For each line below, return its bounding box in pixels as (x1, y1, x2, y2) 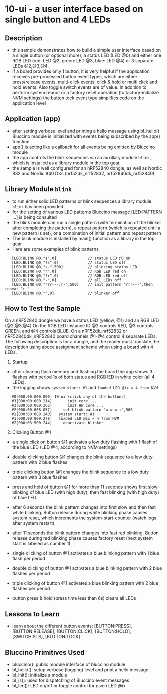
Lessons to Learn (5, 610, 60, 618)
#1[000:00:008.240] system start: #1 (11, 412, 95, 417)
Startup (12, 359, 28, 365)
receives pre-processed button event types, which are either (12, 74, 138, 79)
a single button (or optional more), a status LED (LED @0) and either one (12, 52, 161, 58)
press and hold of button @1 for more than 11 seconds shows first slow (12, 484, 158, 490)
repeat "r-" (5, 286, 30, 291)
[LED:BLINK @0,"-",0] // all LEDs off (11, 277, 122, 283)
